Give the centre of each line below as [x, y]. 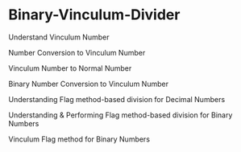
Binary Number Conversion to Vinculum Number [89, 84]
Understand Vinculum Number [59, 37]
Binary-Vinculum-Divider [94, 15]
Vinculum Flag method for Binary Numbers [79, 139]
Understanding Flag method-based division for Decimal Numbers [117, 99]
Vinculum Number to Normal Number [70, 68]
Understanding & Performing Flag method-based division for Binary [120, 115]
